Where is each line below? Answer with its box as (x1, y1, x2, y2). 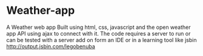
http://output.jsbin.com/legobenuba (6, 43, 95, 50)
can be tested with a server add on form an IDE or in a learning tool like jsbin (6, 36, 197, 43)
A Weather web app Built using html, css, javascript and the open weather (6, 23, 191, 31)
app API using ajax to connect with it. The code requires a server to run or (6, 30, 191, 37)
